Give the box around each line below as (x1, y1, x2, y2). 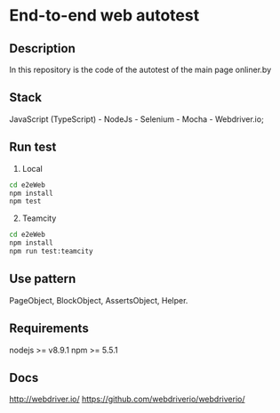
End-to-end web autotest (9, 5, 200, 26)
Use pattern (9, 271, 76, 287)
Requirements (9, 321, 89, 336)
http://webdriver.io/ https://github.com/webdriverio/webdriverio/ (9, 393, 245, 405)
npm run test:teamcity (9, 247, 93, 255)
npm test (9, 197, 42, 206)
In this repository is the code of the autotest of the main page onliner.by (9, 64, 272, 75)
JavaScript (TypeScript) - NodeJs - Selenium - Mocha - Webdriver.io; (9, 113, 264, 125)
